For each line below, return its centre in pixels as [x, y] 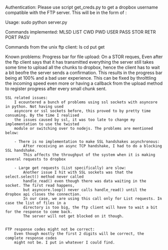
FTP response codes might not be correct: [50, 229]
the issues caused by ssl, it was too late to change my [75, 120]
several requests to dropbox [35, 159]
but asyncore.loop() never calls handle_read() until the [85, 190]
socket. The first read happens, [40, 185]
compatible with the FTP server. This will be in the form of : [66, 13]
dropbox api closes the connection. [43, 194]
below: [12, 133]
